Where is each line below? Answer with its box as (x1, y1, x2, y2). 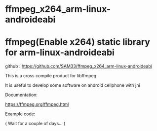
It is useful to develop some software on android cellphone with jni (5, 82, 140, 88)
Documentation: (5, 92, 38, 98)
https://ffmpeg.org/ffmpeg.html (5, 101, 69, 107)
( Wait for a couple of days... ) (5, 121, 66, 127)
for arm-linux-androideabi (5, 47, 115, 58)
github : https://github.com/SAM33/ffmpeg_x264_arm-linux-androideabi (5, 63, 152, 69)
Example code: (5, 111, 36, 117)
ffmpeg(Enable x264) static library (5, 36, 151, 48)
